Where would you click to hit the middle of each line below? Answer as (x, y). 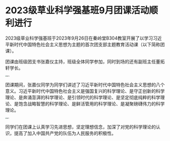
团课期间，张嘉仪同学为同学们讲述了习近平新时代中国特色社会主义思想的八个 (85, 85)
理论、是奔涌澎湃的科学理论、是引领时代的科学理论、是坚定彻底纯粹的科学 (83, 97)
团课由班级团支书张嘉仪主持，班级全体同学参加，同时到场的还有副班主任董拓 (85, 61)
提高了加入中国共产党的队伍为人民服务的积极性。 (65, 133)
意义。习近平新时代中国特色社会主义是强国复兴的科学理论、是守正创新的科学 (85, 91)
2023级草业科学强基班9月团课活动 (77, 10)
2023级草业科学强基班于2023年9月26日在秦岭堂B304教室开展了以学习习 (81, 38)
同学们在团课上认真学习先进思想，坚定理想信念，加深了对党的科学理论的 (80, 127)
